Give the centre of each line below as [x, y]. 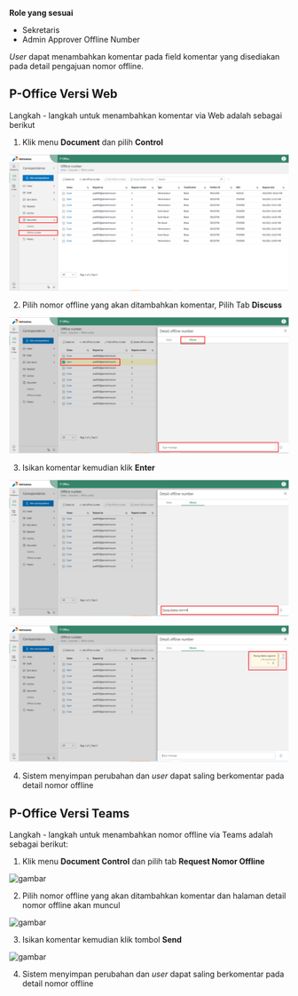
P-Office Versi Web [63, 94]
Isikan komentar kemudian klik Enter [88, 468]
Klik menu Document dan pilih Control [93, 142]
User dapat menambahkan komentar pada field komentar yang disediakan [145, 56]
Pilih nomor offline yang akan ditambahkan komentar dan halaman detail [154, 896]
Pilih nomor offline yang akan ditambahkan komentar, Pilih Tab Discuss [152, 305]
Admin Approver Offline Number [81, 40]
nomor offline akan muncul [71, 905]
